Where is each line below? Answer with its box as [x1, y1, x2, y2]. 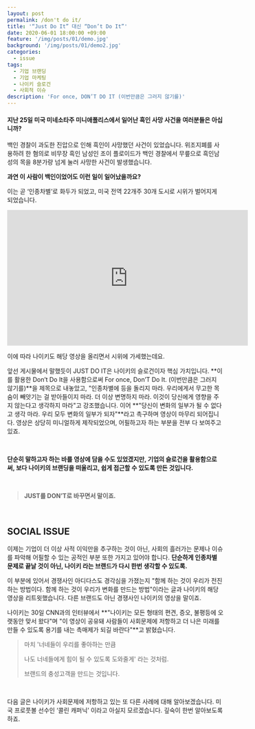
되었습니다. [7, 196, 37, 204]
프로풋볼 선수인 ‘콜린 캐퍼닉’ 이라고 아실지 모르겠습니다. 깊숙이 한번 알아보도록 [14, 706, 223, 715]
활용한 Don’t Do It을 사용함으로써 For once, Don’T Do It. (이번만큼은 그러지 [14, 376, 217, 384]
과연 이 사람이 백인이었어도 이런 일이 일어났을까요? [7, 173, 142, 181]
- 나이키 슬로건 [13, 81, 52, 88]
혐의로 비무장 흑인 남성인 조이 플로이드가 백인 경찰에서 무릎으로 [32, 150, 201, 158]
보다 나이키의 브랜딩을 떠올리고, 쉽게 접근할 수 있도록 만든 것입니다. [16, 464, 194, 472]
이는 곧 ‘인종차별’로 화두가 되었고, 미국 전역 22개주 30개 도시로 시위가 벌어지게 [7, 187, 218, 196]
